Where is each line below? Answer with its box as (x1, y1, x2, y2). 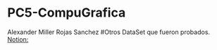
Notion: (7, 35, 29, 43)
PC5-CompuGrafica (7, 5, 126, 21)
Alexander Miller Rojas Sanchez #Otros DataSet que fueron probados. (7, 28, 210, 36)
